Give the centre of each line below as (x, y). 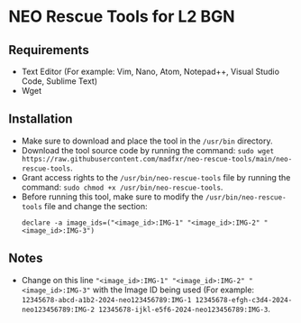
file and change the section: (96, 206)
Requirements (49, 50)
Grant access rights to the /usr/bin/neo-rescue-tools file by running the (156, 177)
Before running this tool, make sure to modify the (112, 197)
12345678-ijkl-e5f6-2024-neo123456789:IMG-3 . (184, 309)
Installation (41, 119)
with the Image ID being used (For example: (173, 290)
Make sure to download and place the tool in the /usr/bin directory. (147, 141)
